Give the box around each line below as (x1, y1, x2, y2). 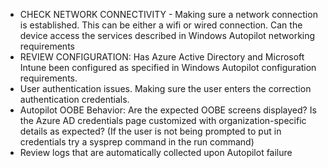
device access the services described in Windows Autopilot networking (19, 30, 316, 41)
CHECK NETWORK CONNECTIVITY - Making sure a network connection (19, 9, 318, 20)
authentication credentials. (19, 94, 130, 105)
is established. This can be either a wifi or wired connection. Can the (19, 19, 303, 31)
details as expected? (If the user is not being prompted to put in (19, 125, 282, 137)
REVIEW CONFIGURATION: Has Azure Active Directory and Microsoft (19, 51, 305, 63)
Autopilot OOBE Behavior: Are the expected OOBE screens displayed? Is (19, 104, 317, 116)
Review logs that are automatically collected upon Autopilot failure (19, 147, 293, 158)
